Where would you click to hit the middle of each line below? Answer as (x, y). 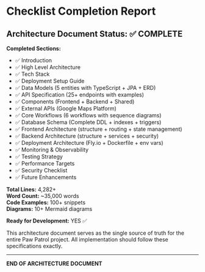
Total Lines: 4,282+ (31, 189)
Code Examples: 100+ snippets (46, 202)
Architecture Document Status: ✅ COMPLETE (95, 34)
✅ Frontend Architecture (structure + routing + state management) (99, 129)
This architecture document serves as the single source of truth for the (95, 233)
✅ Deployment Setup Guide (50, 81)
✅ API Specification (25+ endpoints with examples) (80, 95)
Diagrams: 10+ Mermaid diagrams (49, 209)
